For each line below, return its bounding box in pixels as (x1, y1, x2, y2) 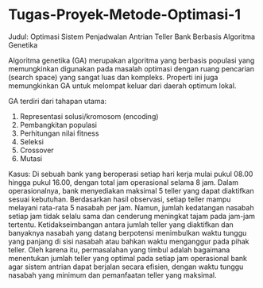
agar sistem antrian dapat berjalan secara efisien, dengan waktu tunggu (8, 262, 244, 271)
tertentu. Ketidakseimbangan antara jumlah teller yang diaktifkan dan (8, 220, 234, 229)
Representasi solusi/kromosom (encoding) (19, 111, 159, 121)
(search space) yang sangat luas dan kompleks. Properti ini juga (8, 72, 219, 82)
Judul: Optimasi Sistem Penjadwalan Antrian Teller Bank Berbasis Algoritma (8, 32, 256, 41)
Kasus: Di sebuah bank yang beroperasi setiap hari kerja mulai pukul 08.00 (8, 169, 253, 179)
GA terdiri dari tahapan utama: (8, 96, 107, 106)
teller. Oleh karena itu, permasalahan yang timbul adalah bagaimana (8, 244, 230, 255)
